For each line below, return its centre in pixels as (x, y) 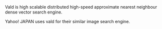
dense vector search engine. (34, 12)
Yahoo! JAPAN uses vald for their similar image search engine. (68, 22)
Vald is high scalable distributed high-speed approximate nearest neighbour (81, 7)
